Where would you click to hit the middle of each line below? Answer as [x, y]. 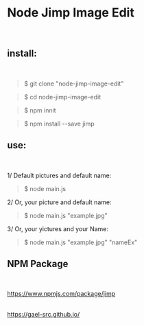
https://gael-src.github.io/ [44, 315]
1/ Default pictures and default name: [59, 175]
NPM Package [38, 264]
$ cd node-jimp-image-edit [62, 97]
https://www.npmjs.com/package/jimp [61, 294]
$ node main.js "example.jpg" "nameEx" [81, 242]
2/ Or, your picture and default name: [59, 202]
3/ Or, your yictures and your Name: [58, 228]
